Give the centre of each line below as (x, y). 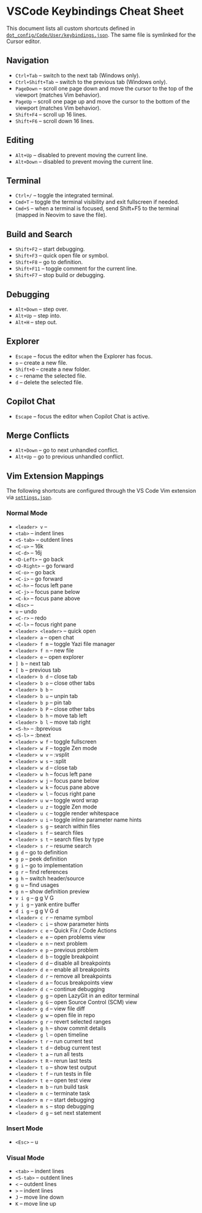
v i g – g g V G (34, 898)
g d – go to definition (41, 852)
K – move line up (36, 1204)
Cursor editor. (24, 41)
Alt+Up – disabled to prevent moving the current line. (81, 155)
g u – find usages (37, 884)
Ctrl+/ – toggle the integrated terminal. (65, 196)
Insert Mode (25, 1128)
